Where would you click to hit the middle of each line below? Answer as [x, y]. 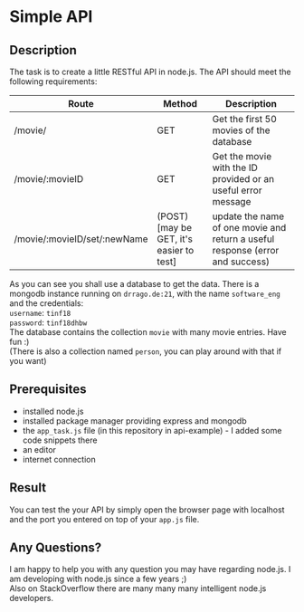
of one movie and [249, 228]
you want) [28, 361]
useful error [237, 190]
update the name [248, 216]
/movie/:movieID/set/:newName [81, 239]
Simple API [51, 17]
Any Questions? [56, 548]
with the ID [235, 167]
